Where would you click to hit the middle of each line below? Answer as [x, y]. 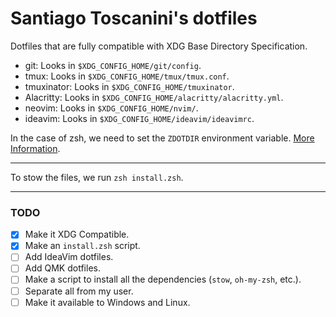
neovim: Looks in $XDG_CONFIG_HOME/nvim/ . [111, 108]
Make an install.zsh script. [82, 246]
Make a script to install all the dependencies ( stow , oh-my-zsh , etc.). [163, 279]
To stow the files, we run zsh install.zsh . [97, 177]
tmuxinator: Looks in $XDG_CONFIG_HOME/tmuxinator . [129, 86]
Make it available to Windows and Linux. [107, 302]
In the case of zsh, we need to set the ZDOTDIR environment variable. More [162, 138]
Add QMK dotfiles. [62, 268]
